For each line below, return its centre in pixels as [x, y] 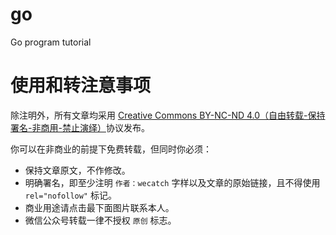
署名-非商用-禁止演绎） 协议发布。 [80, 127]
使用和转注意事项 [81, 85]
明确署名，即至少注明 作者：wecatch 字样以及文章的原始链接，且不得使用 [172, 182]
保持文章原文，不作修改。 [77, 170]
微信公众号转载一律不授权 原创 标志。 [100, 220]
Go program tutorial [51, 42]
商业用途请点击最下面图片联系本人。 [99, 207]
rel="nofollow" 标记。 [70, 195]
